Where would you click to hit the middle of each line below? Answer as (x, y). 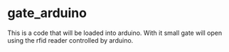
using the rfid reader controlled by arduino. (70, 40)
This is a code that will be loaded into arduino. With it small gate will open (115, 33)
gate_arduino (47, 13)
